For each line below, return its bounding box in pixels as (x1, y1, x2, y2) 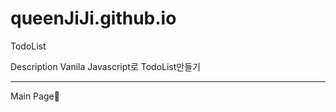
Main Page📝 (10, 90, 60, 102)
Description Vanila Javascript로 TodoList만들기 (10, 60, 201, 72)
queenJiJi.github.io (10, 7, 177, 30)
